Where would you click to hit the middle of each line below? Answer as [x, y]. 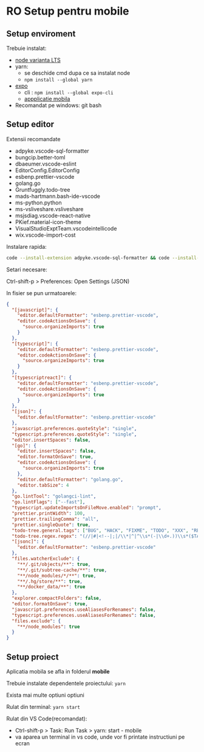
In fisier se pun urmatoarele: [42, 293]
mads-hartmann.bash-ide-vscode [57, 196]
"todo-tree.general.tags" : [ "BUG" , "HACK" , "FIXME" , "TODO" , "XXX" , [100, 531]
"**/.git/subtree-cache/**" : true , [62, 570]
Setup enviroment [41, 34]
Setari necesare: [27, 270]
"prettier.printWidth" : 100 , [49, 514]
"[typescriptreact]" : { [42, 378]
